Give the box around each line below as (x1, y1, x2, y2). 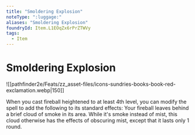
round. (6, 123, 22, 130)
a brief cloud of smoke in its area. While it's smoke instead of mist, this (6, 110, 178, 117)
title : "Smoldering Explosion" (6, 8, 83, 15)
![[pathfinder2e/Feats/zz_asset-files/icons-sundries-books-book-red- (6, 80, 176, 87)
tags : (6, 31, 19, 36)
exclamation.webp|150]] (6, 86, 65, 94)
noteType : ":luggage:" (6, 14, 62, 20)
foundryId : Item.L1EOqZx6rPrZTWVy (6, 25, 91, 31)
